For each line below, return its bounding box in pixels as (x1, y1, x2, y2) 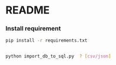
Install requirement (5, 25, 61, 33)
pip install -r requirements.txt (5, 37, 88, 44)
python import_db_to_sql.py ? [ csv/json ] (5, 53, 111, 59)
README (5, 4, 50, 17)
